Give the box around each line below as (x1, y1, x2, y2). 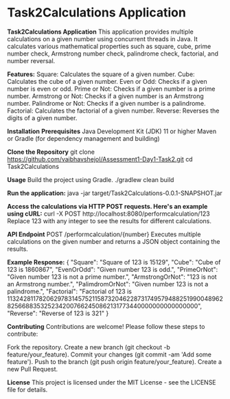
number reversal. (7, 56, 56, 65)
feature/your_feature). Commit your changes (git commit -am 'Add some (7, 350, 211, 358)
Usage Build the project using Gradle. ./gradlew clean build (7, 175, 174, 183)
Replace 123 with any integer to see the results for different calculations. (7, 216, 211, 225)
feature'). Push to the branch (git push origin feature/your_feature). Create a (7, 357, 222, 365)
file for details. (7, 385, 48, 394)
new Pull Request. (7, 365, 58, 373)
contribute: (7, 330, 38, 338)
